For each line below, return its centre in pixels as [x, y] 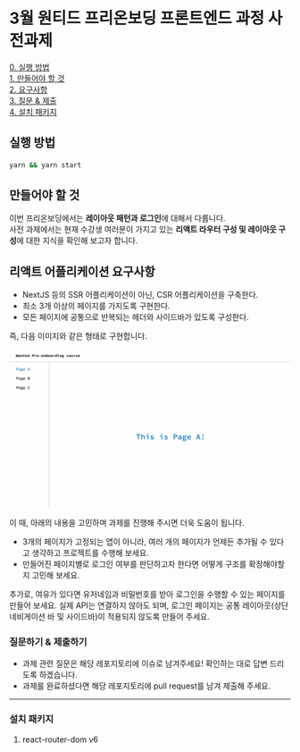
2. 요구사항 [29, 89]
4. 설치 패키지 [33, 112]
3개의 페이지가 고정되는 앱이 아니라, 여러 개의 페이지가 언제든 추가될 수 [145, 542]
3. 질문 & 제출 [33, 100]
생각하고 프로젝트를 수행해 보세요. [90, 553]
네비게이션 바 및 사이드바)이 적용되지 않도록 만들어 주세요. [109, 617]
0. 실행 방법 [29, 67]
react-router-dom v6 [60, 739]
